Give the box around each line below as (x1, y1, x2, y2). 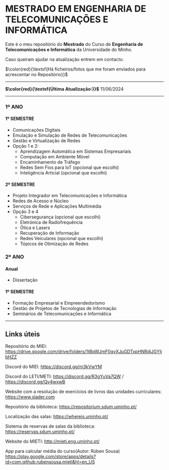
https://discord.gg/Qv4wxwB (5, 379, 65, 385)
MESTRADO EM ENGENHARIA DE (5, 3, 146, 15)
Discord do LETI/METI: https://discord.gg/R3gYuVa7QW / (5, 374, 124, 380)
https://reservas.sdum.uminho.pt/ (5, 429, 75, 435)
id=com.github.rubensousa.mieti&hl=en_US (5, 459, 95, 465)
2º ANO (5, 253, 24, 260)
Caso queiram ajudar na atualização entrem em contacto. (5, 56, 124, 62)
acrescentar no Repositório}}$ (5, 71, 68, 77)
